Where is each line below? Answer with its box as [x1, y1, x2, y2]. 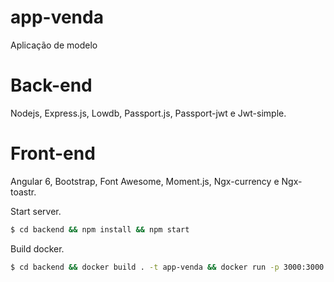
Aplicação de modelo [10, 39, 98, 51]
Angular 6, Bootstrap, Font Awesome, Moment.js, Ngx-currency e [10, 175, 280, 187]
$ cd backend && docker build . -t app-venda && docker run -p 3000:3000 [10, 262, 325, 272]
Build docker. [10, 242, 65, 255]
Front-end [10, 142, 96, 165]
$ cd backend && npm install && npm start [10, 224, 190, 235]
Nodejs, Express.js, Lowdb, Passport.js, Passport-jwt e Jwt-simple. [10, 107, 287, 119]
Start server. [10, 205, 62, 217]
